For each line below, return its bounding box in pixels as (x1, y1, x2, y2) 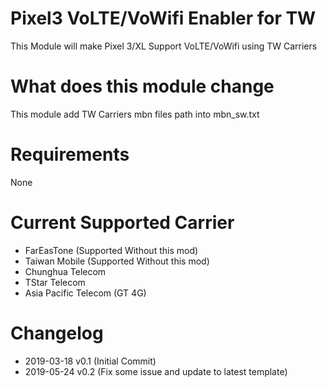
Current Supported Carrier (10, 212, 235, 234)
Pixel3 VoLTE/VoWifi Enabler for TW (10, 7, 317, 30)
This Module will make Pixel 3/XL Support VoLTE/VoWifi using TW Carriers (10, 40, 318, 52)
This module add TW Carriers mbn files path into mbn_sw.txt (10, 108, 260, 120)
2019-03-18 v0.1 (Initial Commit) (24, 355, 157, 367)
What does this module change (10, 75, 275, 98)
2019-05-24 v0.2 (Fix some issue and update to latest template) (24, 365, 288, 377)
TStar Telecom (24, 276, 86, 288)
